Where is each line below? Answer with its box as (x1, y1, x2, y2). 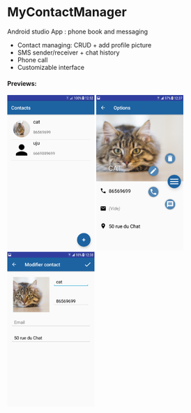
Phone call (17, 55, 48, 64)
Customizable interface (17, 63, 85, 71)
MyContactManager (7, 4, 127, 20)
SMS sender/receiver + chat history (17, 48, 120, 57)
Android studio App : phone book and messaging (7, 27, 148, 36)
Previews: (7, 79, 37, 87)
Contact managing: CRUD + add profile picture (17, 41, 152, 49)
